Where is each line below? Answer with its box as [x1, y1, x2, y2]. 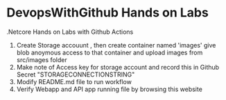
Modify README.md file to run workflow [16, 77, 132, 86]
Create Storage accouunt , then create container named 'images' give [16, 41, 216, 49]
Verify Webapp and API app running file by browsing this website [16, 85, 202, 93]
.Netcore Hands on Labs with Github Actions [6, 28, 134, 36]
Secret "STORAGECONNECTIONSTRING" [16, 70, 135, 79]
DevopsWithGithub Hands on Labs [6, 5, 209, 21]
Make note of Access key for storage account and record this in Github [16, 63, 220, 71]
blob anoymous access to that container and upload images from [16, 48, 203, 57]
